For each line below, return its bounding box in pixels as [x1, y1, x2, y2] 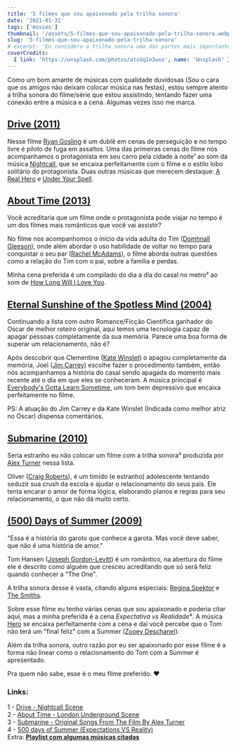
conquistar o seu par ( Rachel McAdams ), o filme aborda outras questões [7, 249, 218, 258]
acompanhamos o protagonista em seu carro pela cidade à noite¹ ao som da [7, 152, 228, 161]
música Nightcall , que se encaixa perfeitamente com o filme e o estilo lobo [7, 159, 223, 168]
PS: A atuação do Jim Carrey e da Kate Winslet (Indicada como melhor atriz [7, 404, 226, 413]
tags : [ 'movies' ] [7, 23, 58, 30]
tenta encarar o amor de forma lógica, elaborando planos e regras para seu [7, 487, 225, 495]
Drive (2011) [7, 118, 61, 130]
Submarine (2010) [7, 432, 88, 444]
